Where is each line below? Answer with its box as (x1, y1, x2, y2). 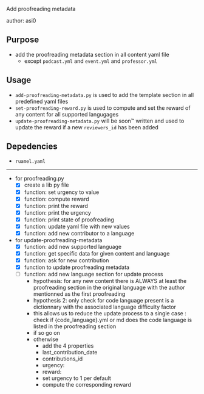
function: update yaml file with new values (24, 223, 131, 230)
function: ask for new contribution (24, 257, 109, 264)
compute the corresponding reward (42, 381, 132, 389)
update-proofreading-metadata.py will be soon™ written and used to (15, 117, 185, 124)
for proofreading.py (15, 175, 64, 182)
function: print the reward (24, 202, 88, 209)
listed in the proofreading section (33, 323, 117, 330)
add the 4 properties (42, 342, 94, 349)
